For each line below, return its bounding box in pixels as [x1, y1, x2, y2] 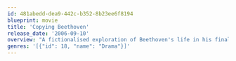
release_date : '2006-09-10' [7, 29, 90, 37]
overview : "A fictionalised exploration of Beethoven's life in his [7, 36, 212, 43]
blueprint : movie [7, 17, 58, 24]
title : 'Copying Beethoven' [7, 23, 90, 30]
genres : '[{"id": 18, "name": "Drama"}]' [7, 43, 131, 50]
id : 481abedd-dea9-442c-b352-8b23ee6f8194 [7, 10, 133, 18]
